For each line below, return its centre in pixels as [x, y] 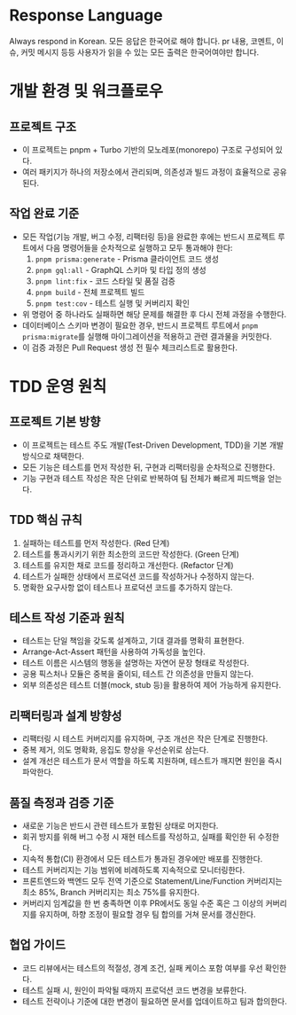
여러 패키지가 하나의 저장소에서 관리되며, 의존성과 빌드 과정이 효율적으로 [146, 172]
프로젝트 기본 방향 [55, 422]
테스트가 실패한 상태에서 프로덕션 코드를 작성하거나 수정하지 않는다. [138, 576]
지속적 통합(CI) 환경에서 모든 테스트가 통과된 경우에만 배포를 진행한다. [142, 859]
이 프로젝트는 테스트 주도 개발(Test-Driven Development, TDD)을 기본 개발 [153, 445]
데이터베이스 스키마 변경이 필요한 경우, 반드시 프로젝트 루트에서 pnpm [140, 325]
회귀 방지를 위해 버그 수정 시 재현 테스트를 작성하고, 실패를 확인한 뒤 [139, 837]
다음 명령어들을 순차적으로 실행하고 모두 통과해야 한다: [139, 247]
